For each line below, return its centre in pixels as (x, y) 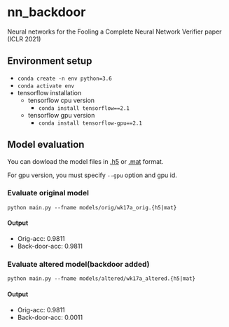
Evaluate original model (48, 193)
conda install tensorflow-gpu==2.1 (90, 123)
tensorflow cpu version (61, 100)
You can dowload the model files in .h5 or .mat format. (85, 161)
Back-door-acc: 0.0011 (50, 317)
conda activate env (46, 86)
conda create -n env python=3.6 (64, 78)
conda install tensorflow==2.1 (84, 108)
